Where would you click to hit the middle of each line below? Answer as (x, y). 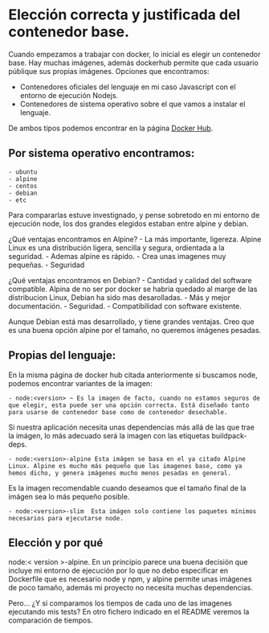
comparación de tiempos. (51, 620)
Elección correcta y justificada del (124, 15)
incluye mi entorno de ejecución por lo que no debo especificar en (118, 571)
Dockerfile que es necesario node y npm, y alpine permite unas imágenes (130, 579)
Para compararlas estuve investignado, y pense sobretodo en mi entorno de (134, 215)
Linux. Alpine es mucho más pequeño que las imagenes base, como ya (125, 466)
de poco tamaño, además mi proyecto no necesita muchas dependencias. (130, 588)
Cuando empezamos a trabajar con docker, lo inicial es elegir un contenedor (134, 54)
